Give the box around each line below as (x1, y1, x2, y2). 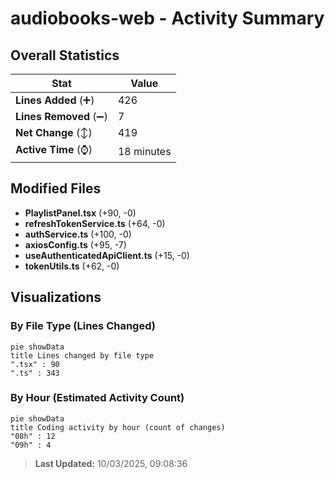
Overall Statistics (10, 47, 120, 64)
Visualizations (10, 289, 102, 306)
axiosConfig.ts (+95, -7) (24, 238, 127, 251)
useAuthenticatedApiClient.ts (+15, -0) (24, 249, 190, 261)
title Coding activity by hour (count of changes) (10, 422, 226, 432)
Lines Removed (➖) (15, 110, 108, 123)
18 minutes (117, 144, 172, 158)
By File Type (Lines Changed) (10, 319, 156, 333)
